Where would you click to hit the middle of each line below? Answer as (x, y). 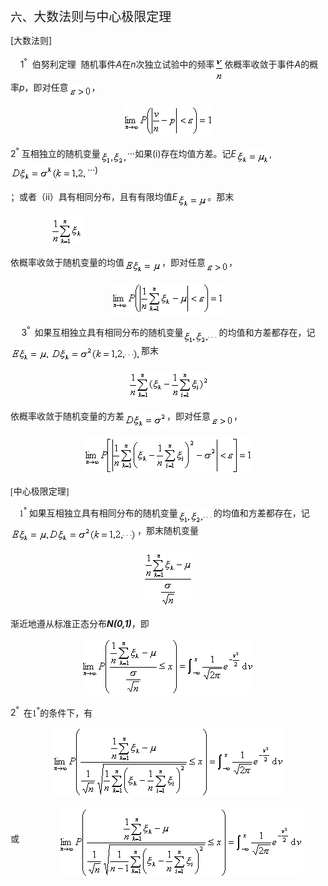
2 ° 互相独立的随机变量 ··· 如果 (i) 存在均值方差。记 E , (141, 152)
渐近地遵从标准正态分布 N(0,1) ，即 (80, 623)
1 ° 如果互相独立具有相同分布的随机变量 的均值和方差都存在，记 (164, 512)
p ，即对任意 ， (60, 87)
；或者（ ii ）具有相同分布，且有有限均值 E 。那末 (122, 197)
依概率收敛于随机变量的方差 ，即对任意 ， (126, 417)
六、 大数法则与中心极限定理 (91, 17)
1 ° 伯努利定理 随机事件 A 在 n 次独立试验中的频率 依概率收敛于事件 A (160, 63)
